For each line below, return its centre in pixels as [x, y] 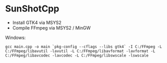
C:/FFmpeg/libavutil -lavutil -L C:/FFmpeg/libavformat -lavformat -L [80, 51]
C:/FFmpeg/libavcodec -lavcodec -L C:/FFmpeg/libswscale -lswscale [77, 55]
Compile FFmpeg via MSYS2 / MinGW [51, 27]
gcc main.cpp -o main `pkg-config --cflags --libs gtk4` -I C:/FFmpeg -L [84, 46]
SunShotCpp [32, 9]
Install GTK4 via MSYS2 [37, 22]
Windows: [15, 37]
